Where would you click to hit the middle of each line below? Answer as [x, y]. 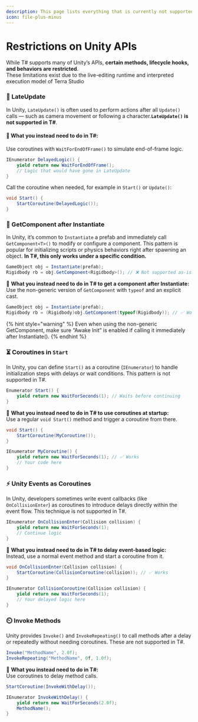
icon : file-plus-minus [34, 17]
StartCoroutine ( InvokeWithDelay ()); [51, 687]
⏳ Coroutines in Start [37, 352]
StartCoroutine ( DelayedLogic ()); [58, 204]
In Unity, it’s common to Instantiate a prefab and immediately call [86, 238]
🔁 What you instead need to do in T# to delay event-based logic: [86, 549]
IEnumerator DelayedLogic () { [43, 160]
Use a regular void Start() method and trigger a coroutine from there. [92, 419]
